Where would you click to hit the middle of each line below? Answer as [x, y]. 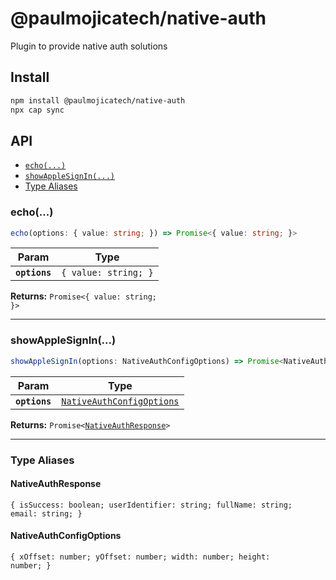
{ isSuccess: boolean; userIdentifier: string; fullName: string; [151, 505]
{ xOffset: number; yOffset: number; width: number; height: [140, 557]
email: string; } [46, 513]
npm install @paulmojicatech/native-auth [98, 100]
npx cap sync [37, 110]
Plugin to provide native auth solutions [89, 46]
